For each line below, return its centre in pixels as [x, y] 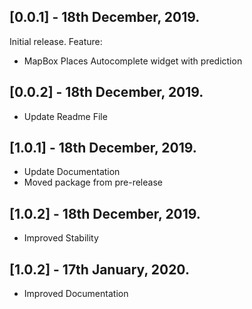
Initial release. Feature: [56, 41]
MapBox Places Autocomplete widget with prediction [133, 61]
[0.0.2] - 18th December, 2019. [106, 92]
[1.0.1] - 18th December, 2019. [103, 148]
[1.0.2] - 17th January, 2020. [99, 269]
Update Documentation [72, 172]
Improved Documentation [76, 294]
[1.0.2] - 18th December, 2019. [105, 213]
